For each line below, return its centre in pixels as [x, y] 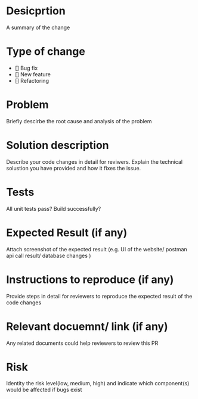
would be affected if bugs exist [44, 390]
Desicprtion [36, 11]
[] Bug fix [26, 68]
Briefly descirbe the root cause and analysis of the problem [79, 121]
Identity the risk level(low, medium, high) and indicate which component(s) [98, 384]
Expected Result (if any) [67, 233]
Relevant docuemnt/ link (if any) [87, 326]
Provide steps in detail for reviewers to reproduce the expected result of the [99, 296]
